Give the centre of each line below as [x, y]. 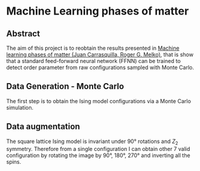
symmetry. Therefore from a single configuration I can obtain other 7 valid [98, 149]
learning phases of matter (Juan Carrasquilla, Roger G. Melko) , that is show [100, 55]
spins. [14, 162]
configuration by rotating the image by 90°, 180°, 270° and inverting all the [98, 155]
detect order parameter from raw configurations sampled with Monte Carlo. [100, 67]
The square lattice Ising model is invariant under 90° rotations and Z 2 [92, 142]
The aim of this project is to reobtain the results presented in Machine [93, 48]
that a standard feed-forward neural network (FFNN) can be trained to [94, 61]
